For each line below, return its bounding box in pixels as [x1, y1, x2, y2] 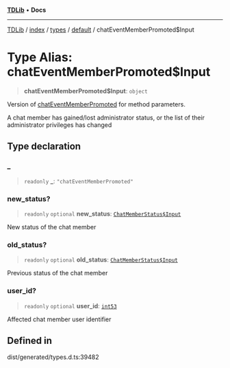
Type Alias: [7, 49, 73, 65]
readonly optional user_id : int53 [23, 301, 118, 310]
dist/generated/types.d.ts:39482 [7, 353, 99, 361]
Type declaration [7, 141, 81, 152]
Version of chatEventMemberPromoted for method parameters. [7, 100, 186, 108]
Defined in [7, 334, 53, 346]
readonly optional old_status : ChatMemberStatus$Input [23, 255, 178, 264]
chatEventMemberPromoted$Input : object [23, 87, 149, 95]
